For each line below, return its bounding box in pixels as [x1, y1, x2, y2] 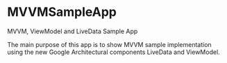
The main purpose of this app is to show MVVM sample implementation [7, 40, 212, 48]
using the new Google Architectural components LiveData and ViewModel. [7, 48, 220, 56]
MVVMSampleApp [7, 4, 117, 20]
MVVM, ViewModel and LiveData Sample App [7, 27, 138, 35]
